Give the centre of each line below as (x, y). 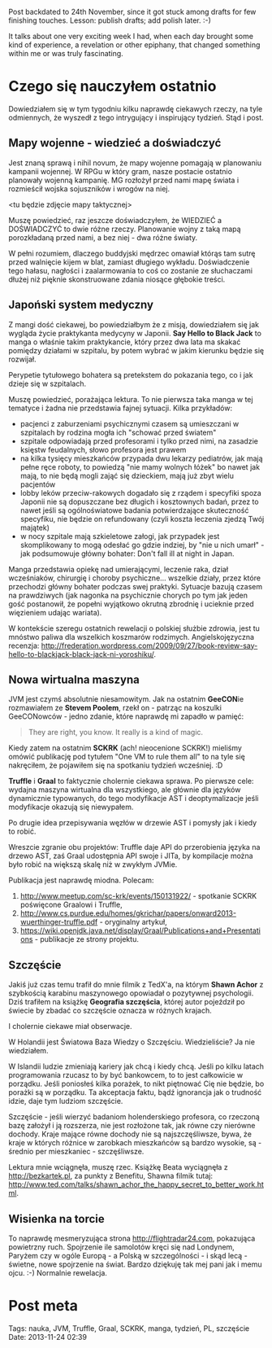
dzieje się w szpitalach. (47, 383)
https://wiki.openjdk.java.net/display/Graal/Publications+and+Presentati (140, 930)
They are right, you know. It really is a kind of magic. (116, 733)
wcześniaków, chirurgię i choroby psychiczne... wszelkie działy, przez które (135, 578)
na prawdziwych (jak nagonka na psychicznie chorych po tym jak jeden (128, 595)
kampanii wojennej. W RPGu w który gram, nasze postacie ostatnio (121, 171)
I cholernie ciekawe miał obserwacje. (70, 1026)
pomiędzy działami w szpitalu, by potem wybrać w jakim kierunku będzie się (136, 350)
